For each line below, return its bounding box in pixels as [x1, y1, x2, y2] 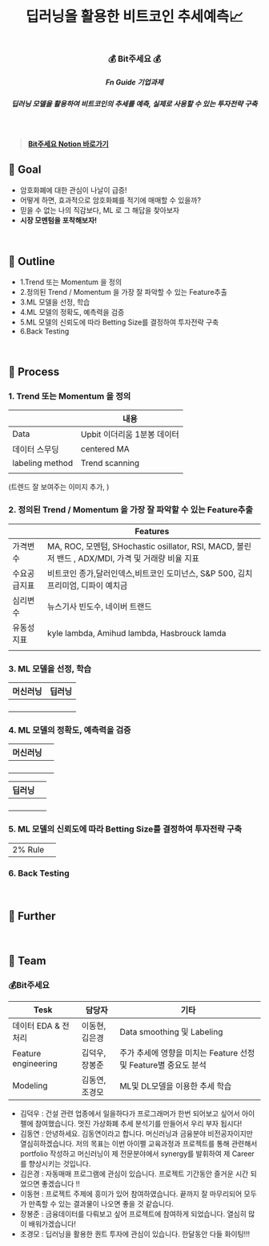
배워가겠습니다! [28, 1219, 76, 1229]
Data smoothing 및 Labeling [119, 1027, 223, 1038]
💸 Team [8, 954, 46, 968]
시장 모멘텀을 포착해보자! [19, 215, 98, 225]
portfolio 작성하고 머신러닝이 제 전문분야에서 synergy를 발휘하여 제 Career [19, 1149, 255, 1158]
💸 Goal [8, 163, 42, 177]
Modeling [12, 1081, 48, 1092]
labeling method [12, 458, 74, 469]
